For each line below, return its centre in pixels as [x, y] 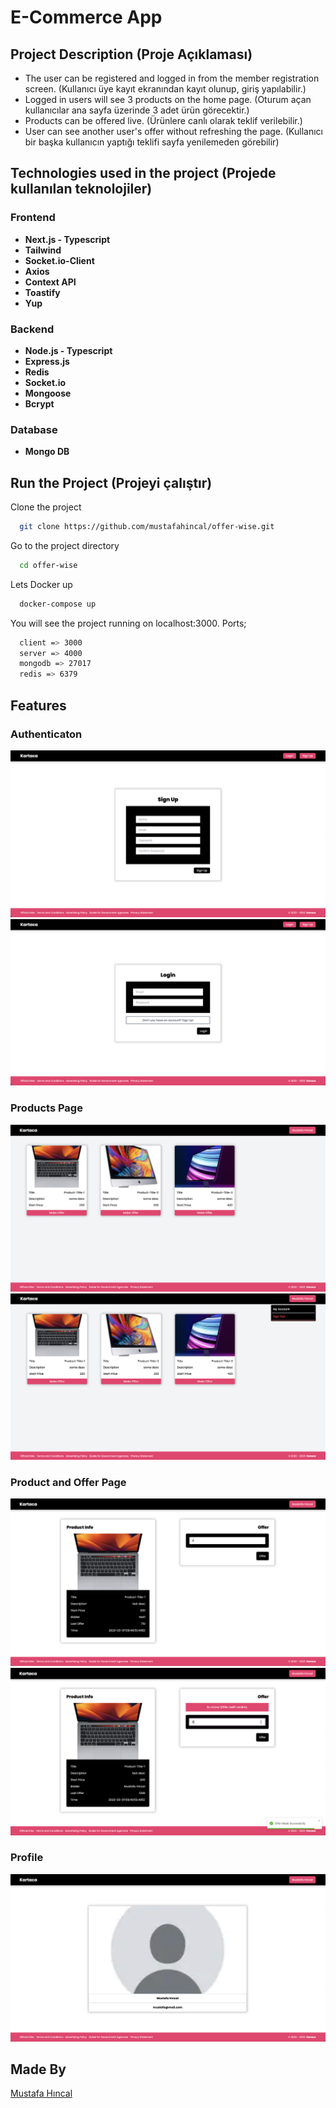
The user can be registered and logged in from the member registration [172, 78]
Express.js [47, 361]
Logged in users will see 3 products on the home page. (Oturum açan [168, 99]
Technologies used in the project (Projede [143, 173]
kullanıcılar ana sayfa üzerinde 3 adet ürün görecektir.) [137, 110]
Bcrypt [39, 403]
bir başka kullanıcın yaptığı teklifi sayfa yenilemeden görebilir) [152, 142]
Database [34, 429]
